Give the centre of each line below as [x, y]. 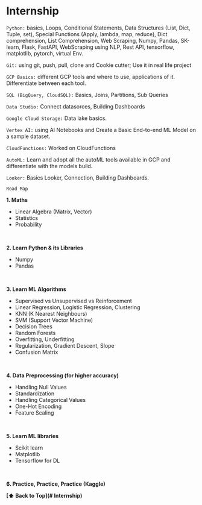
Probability [28, 224]
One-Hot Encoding [38, 406]
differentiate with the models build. [49, 166]
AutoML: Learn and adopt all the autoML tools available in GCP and [88, 159]
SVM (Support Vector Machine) [54, 320]
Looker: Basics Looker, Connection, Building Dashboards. [78, 177]
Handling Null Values [41, 387]
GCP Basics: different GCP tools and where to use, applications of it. [91, 77]
